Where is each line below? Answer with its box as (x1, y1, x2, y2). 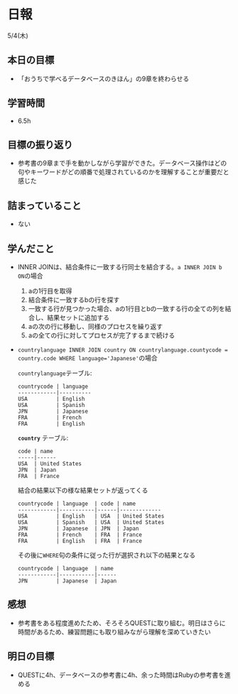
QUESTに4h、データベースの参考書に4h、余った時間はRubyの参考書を (17, 671, 225, 679)
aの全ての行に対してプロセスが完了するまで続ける (28, 331, 175, 340)
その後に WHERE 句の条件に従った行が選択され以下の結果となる (17, 551, 196, 559)
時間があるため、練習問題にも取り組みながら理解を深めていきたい (17, 627, 211, 636)
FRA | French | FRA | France (17, 531, 142, 538)
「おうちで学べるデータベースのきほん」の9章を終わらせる (17, 74, 190, 82)
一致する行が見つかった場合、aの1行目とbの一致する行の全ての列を (28, 305, 225, 313)
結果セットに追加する (47, 313, 110, 322)
